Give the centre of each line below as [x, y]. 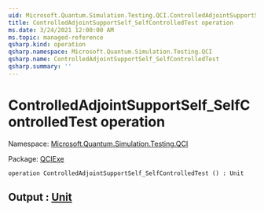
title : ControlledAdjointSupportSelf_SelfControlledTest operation [121, 23]
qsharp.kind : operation [47, 45]
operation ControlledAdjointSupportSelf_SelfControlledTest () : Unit [126, 173]
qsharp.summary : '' [40, 67]
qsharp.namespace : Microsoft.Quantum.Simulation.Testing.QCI [110, 52]
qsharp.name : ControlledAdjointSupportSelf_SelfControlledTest [114, 60]
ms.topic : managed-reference [56, 37]
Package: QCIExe [36, 158]
